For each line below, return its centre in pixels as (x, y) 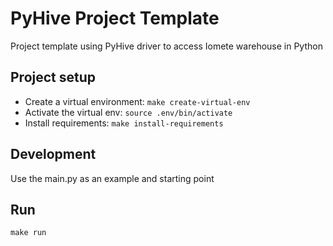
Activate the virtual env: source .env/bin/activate (128, 112)
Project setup (53, 77)
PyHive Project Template (115, 18)
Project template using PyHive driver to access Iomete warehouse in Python (166, 46)
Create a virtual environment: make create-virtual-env (137, 101)
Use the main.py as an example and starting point (112, 178)
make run (28, 233)
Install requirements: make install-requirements (124, 123)
